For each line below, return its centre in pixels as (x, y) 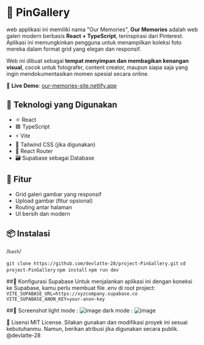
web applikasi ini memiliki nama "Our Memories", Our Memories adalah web (102, 29)
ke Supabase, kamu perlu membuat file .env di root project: (81, 288)
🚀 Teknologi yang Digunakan (62, 105)
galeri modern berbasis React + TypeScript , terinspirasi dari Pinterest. (95, 35)
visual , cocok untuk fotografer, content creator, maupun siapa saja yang (97, 67)
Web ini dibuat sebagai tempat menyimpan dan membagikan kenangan (98, 61)
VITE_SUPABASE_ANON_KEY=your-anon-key (56, 299)
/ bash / (14, 251)
